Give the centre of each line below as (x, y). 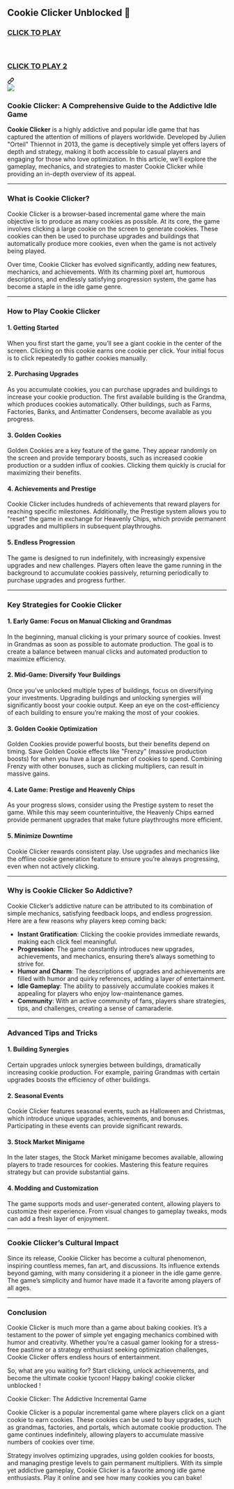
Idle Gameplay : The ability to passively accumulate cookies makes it (116, 986)
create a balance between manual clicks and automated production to (107, 651)
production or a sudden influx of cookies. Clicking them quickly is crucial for (117, 465)
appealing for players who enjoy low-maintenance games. (101, 993)
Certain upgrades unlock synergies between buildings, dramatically (104, 1065)
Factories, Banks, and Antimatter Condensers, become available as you (110, 411)
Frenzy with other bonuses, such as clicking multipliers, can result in (106, 766)
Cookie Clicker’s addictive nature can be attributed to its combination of (110, 906)
